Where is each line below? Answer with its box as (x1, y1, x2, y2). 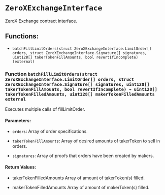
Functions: (5, 32, 39, 40)
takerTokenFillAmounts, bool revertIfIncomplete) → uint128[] (5, 86, 158, 92)
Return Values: (5, 164, 36, 170)
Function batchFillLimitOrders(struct (5, 70, 98, 77)
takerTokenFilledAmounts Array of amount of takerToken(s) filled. (12, 175, 145, 181)
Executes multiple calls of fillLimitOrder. (5, 106, 85, 112)
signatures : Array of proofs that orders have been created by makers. (12, 153, 154, 159)
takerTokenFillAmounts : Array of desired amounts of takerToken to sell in (12, 138, 160, 144)
